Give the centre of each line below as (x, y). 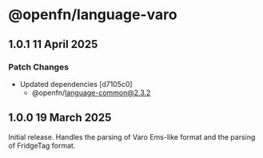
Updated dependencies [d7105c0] (76, 84)
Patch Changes (39, 67)
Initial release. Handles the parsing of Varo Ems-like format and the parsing (132, 136)
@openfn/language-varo (93, 15)
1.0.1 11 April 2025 (53, 44)
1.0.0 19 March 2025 (60, 118)
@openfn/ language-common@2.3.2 (91, 93)
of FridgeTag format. (42, 145)
